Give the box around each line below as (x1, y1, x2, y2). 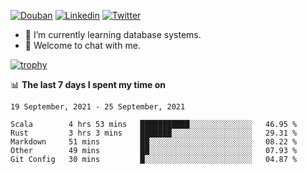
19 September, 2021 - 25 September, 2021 (10, 102, 186, 112)
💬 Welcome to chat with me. (24, 40, 141, 51)
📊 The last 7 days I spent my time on (10, 79, 167, 90)
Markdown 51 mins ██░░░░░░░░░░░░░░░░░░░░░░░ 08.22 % (10, 137, 298, 147)
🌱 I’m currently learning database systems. (24, 29, 202, 40)
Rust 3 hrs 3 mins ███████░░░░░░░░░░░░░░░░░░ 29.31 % (10, 128, 298, 138)
